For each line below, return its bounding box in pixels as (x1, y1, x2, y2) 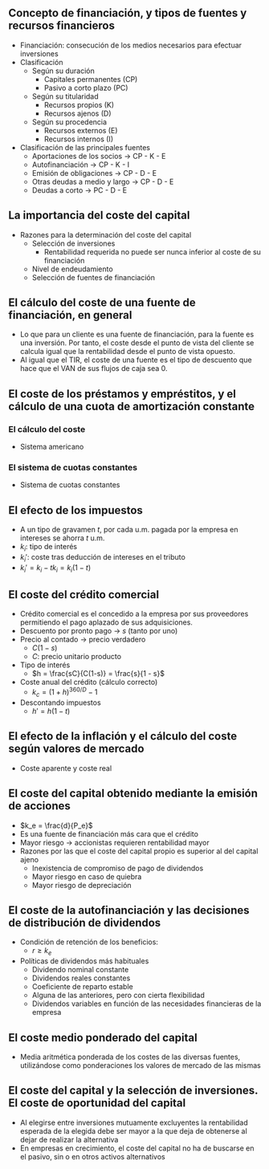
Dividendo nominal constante (31, 965, 129, 975)
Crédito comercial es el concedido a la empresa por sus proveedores (19, 609, 249, 619)
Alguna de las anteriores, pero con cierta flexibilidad (31, 991, 205, 1000)
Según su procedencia (31, 116, 107, 127)
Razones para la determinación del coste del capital (19, 230, 192, 239)
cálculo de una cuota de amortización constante (8, 399, 255, 413)
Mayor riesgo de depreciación (31, 880, 132, 890)
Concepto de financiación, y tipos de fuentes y (8, 6, 247, 20)
